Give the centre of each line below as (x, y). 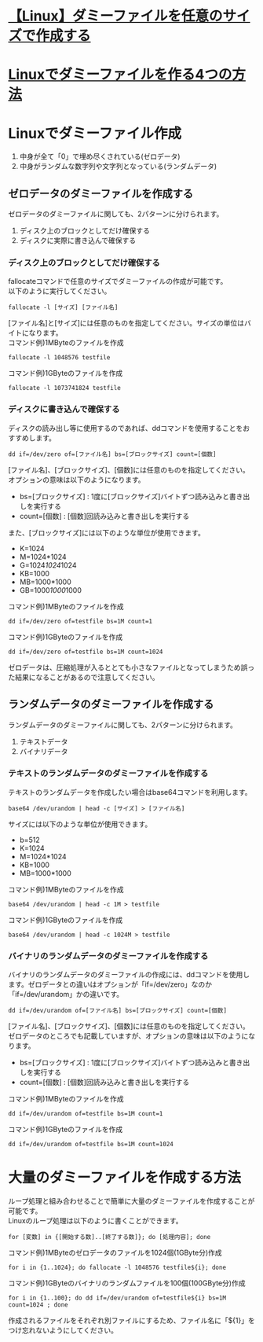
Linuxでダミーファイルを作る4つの (120, 75)
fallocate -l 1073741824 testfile (65, 388)
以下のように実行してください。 (60, 291)
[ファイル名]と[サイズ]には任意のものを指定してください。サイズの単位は (126, 323)
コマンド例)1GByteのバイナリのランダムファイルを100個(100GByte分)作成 (127, 1283)
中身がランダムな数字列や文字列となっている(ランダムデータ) (118, 167)
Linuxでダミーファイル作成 (95, 133)
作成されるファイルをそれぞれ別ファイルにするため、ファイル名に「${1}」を (131, 1321)
